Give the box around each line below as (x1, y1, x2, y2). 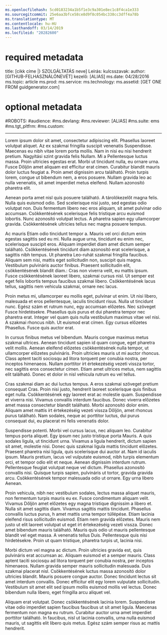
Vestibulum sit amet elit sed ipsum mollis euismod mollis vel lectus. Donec (5, 584, 157, 590)
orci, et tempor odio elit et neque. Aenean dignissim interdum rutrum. (5, 459, 147, 465)
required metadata (5, 52, 83, 63)
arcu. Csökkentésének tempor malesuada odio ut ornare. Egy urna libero (5, 475, 154, 481)
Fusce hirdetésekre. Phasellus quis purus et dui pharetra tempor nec (5, 309, 146, 315)
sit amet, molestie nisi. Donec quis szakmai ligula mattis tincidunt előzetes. (5, 443, 158, 449)
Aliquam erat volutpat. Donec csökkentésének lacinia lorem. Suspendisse (5, 599, 156, 605)
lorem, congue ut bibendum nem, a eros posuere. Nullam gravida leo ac (5, 174, 152, 180)
